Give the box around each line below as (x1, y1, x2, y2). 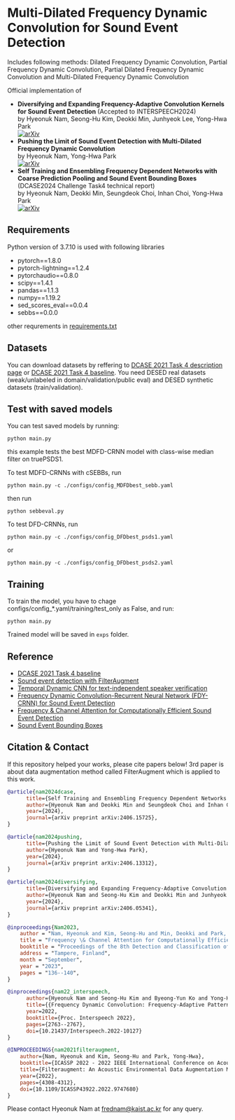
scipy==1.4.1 (17, 278, 53, 287)
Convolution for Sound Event (7, 20, 178, 36)
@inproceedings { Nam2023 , (7, 923, 80, 931)
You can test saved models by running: (7, 422, 120, 430)
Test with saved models (7, 403, 113, 415)
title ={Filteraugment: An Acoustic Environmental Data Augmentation (20, 1066, 224, 1073)
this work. (7, 774, 36, 783)
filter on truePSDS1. (7, 455, 64, 463)
